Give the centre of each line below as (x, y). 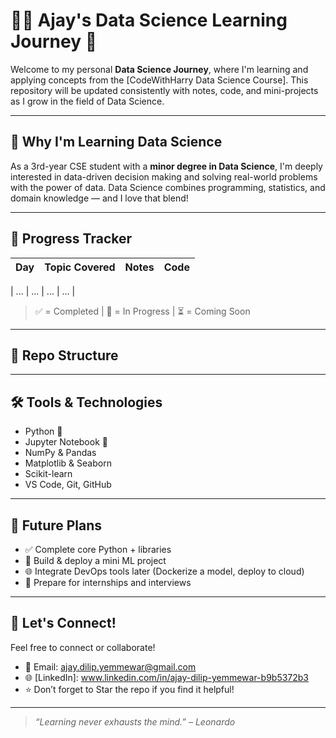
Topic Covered (80, 267)
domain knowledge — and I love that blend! (99, 198)
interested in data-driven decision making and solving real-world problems (164, 176)
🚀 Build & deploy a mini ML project (95, 560)
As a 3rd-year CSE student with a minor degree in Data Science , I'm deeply (166, 166)
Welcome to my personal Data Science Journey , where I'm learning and (159, 69)
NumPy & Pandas (60, 453)
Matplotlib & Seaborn (68, 463)
